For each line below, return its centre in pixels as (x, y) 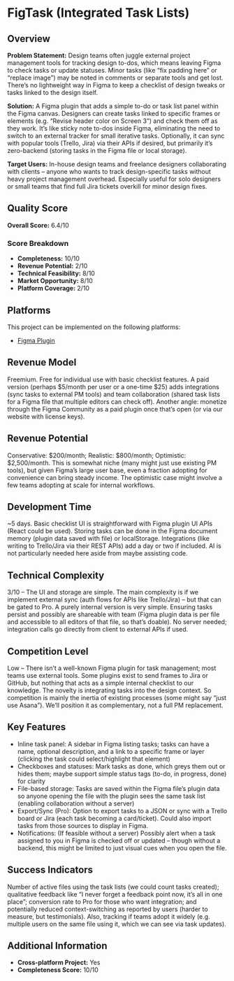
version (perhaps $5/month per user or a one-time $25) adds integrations (114, 386)
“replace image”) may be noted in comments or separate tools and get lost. (115, 78)
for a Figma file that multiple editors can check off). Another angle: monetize (117, 401)
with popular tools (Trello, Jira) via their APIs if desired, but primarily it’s (110, 143)
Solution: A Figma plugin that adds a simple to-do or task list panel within (113, 106)
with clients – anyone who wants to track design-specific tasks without (109, 172)
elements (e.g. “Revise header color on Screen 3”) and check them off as (112, 121)
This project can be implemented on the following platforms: (94, 327)
